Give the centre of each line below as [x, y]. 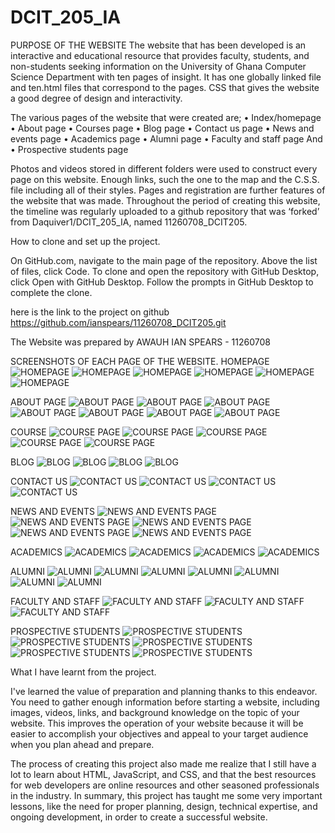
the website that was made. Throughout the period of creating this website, [165, 200]
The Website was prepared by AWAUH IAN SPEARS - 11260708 [140, 342]
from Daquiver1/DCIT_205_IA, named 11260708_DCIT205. [129, 222]
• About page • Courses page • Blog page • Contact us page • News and [162, 128]
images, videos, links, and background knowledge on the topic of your [155, 712]
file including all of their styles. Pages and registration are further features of [168, 190]
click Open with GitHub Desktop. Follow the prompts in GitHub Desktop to [162, 282]
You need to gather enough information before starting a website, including [165, 702]
